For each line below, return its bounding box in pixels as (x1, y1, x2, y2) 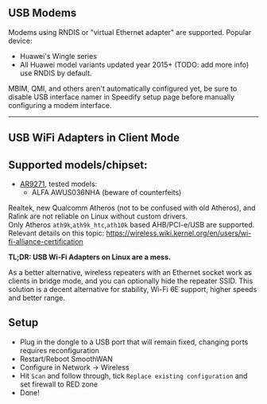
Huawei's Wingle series (19, 51, 98, 60)
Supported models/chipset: (8, 158, 149, 172)
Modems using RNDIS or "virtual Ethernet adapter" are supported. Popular (8, 27, 252, 37)
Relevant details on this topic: (8, 228, 105, 238)
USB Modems (8, 6, 77, 20)
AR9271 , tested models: (19, 179, 98, 189)
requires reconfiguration (19, 345, 99, 355)
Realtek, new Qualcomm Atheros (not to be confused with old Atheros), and (8, 203, 256, 213)
